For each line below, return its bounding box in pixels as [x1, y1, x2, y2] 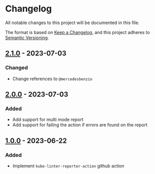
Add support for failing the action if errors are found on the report [12, 122, 147, 128]
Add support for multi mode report [12, 116, 83, 123]
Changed [5, 64, 28, 71]
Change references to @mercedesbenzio [12, 76, 92, 82]
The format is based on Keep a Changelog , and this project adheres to [5, 29, 150, 35]
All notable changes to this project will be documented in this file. [5, 20, 140, 26]
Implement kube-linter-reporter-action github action [12, 163, 124, 168]
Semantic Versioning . [5, 35, 49, 41]
